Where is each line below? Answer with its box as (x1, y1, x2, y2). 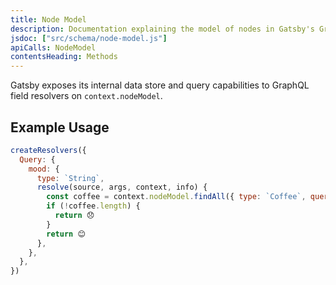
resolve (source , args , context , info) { (36, 182, 208, 193)
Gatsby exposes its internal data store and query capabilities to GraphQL (10, 79, 310, 91)
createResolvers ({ (10, 145, 87, 155)
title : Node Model (10, 14, 87, 25)
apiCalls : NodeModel (10, 42, 97, 53)
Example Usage (10, 119, 110, 136)
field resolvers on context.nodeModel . (10, 90, 163, 102)
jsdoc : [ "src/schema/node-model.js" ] (10, 33, 168, 43)
